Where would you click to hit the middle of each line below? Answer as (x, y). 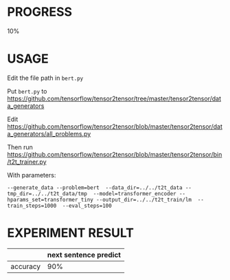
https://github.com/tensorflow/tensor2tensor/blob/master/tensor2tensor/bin (115, 154)
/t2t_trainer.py (27, 162)
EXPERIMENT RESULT (71, 233)
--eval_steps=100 (87, 206)
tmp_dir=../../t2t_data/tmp (47, 193)
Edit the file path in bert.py (45, 78)
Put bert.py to (27, 91)
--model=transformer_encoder (135, 193)
